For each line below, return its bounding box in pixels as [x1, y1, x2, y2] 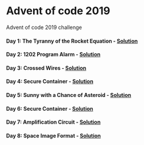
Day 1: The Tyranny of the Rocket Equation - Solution [6, 37, 138, 44]
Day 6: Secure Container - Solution [6, 105, 93, 112]
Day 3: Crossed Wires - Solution [6, 64, 87, 72]
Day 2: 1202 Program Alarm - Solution [6, 51, 101, 58]
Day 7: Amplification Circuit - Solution [6, 118, 101, 125]
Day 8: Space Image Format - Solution [6, 132, 102, 139]
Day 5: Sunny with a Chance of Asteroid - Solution [6, 91, 132, 98]
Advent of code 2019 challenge [6, 24, 83, 31]
